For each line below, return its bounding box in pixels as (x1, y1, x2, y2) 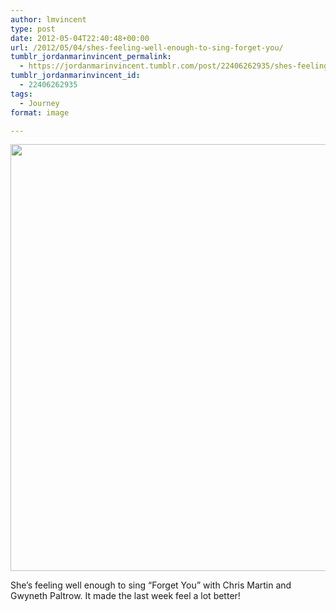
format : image (10, 107, 70, 118)
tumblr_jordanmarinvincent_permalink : (10, 52, 172, 62)
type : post (10, 24, 56, 34)
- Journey (19, 98, 60, 108)
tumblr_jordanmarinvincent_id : (10, 71, 141, 81)
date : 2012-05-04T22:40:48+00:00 (10, 33, 150, 43)
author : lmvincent (10, 14, 87, 25)
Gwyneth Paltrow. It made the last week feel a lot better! (10, 590, 241, 602)
